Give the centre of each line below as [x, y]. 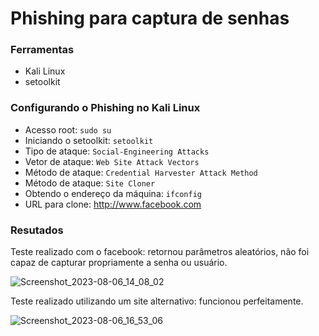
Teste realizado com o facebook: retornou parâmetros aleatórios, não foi [160, 252]
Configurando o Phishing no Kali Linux [105, 108]
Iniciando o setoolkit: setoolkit [89, 140]
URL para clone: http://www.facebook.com [113, 204]
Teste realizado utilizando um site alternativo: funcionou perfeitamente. [157, 301]
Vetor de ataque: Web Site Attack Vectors [112, 161]
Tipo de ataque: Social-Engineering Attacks [117, 151]
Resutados [37, 230]
